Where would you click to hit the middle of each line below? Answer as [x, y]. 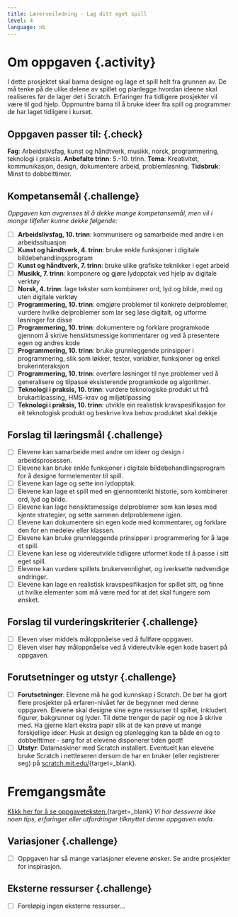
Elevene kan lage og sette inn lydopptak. [77, 483]
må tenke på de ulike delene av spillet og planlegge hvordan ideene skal [112, 89]
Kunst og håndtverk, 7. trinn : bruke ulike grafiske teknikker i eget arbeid [123, 266]
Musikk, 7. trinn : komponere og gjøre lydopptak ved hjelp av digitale [117, 274]
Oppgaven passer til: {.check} [75, 134]
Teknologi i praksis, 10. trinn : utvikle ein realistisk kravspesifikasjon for [121, 405]
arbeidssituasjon [42, 242]
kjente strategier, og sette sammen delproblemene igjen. [100, 514]
